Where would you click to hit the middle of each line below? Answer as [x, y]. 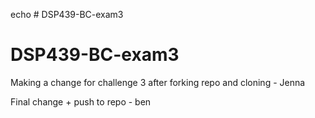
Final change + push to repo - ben [81, 101]
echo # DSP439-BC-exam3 [67, 14]
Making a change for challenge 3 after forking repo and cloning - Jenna [158, 82]
